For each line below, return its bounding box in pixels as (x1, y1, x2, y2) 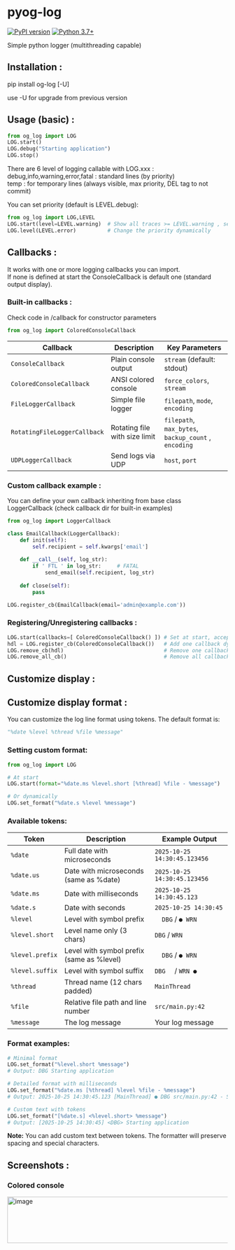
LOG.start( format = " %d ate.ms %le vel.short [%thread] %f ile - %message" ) (7, 781, 220, 788)
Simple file (111, 394, 145, 404)
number (64, 1006, 90, 1016)
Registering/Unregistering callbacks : (7, 618, 138, 628)
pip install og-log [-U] (7, 80, 70, 88)
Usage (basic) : (7, 114, 75, 126)
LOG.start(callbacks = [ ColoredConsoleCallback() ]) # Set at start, (7, 633, 211, 641)
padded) (64, 986, 93, 996)
